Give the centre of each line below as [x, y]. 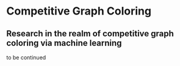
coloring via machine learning [64, 43]
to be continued [26, 58]
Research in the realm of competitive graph [90, 34]
